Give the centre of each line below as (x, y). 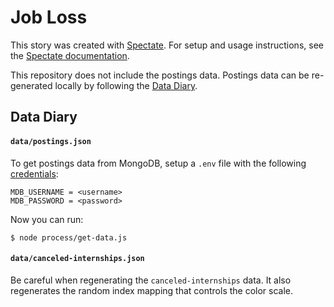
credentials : (34, 173)
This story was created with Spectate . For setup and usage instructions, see (167, 45)
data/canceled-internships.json (77, 259)
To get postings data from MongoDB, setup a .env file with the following (158, 163)
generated (31, 85)
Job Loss (49, 17)
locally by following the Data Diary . (126, 85)
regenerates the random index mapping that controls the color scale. (152, 290)
